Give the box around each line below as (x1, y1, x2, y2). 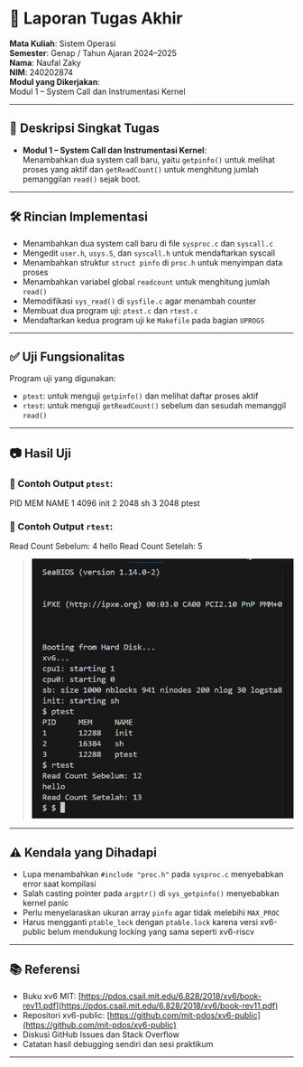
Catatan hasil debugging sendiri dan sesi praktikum (22, 1038, 214, 1049)
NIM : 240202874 (9, 67, 74, 78)
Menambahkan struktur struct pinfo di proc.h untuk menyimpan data (22, 257, 283, 267)
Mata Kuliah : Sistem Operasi (9, 38, 116, 49)
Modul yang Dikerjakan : (9, 76, 101, 87)
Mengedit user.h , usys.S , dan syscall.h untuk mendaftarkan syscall (22, 248, 276, 258)
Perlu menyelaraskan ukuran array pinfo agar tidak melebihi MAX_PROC (22, 907, 280, 918)
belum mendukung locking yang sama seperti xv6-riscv (47, 926, 255, 937)
